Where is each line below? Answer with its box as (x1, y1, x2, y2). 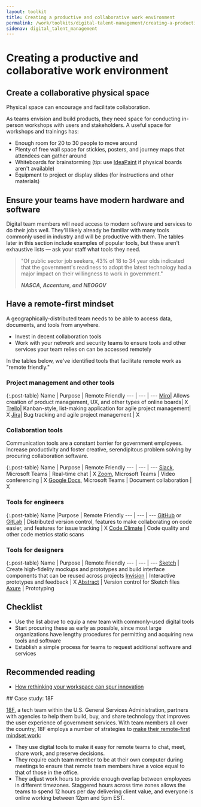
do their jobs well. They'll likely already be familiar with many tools (6, 227, 169, 234)
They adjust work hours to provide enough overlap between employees (14, 775, 191, 782)
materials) (14, 178, 40, 185)
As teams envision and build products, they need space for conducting (6, 115, 181, 123)
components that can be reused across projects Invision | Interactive (6, 572, 175, 580)
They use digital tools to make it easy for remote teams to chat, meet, (14, 743, 186, 750)
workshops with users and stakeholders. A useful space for (25, 122, 172, 129)
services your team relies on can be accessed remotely (14, 345, 152, 353)
